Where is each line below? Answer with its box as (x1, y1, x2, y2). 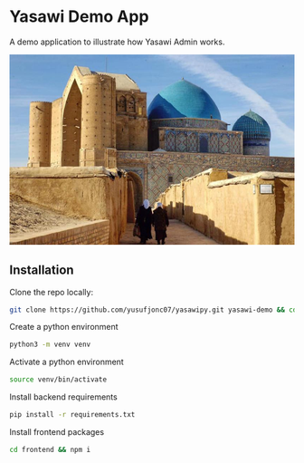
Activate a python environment (9, 356, 124, 368)
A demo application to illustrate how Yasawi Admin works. (9, 36, 225, 47)
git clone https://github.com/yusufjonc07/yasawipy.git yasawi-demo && (9, 305, 285, 314)
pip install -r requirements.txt (9, 410, 136, 420)
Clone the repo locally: (9, 286, 93, 297)
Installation (9, 263, 74, 278)
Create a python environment (9, 322, 119, 333)
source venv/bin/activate (9, 375, 107, 384)
